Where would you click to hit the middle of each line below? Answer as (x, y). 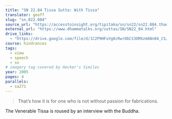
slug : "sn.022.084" (26, 19)
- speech (19, 58)
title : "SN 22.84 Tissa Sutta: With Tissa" (52, 10)
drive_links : (19, 34)
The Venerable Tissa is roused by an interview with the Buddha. (72, 111)
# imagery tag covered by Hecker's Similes (52, 67)
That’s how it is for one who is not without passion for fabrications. (88, 101)
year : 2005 (17, 72)
